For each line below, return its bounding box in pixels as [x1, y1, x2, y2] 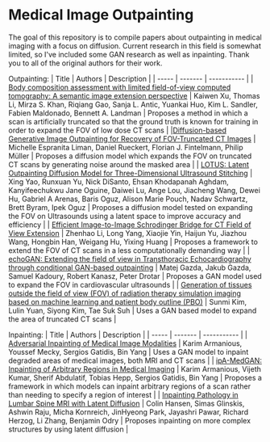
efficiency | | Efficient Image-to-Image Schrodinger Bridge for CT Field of [8, 220, 251, 229]
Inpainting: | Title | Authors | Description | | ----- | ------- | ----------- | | [8, 330, 248, 339]
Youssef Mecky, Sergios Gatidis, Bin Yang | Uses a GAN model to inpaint [8, 347, 249, 356]
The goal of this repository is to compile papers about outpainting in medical [8, 32, 262, 42]
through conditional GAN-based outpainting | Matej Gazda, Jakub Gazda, [8, 263, 251, 272]
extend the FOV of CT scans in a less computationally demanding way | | [8, 245, 250, 255]
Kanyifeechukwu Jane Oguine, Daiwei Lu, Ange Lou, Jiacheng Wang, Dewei [8, 185, 260, 195]
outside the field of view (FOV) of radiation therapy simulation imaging [8, 288, 242, 298]
